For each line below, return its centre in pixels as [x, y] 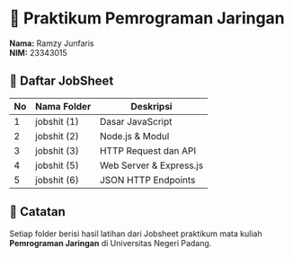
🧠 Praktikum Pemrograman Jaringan [147, 18]
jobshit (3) [57, 150]
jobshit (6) [57, 180]
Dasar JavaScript [136, 121]
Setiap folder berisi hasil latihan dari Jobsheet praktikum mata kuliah [136, 234]
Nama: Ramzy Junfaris [52, 43]
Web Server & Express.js [151, 165]
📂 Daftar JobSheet [62, 81]
